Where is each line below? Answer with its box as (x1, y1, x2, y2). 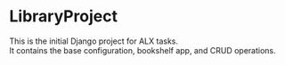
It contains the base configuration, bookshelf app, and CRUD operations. (9, 45, 276, 55)
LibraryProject (9, 6, 118, 27)
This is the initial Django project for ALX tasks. (9, 36, 178, 46)
